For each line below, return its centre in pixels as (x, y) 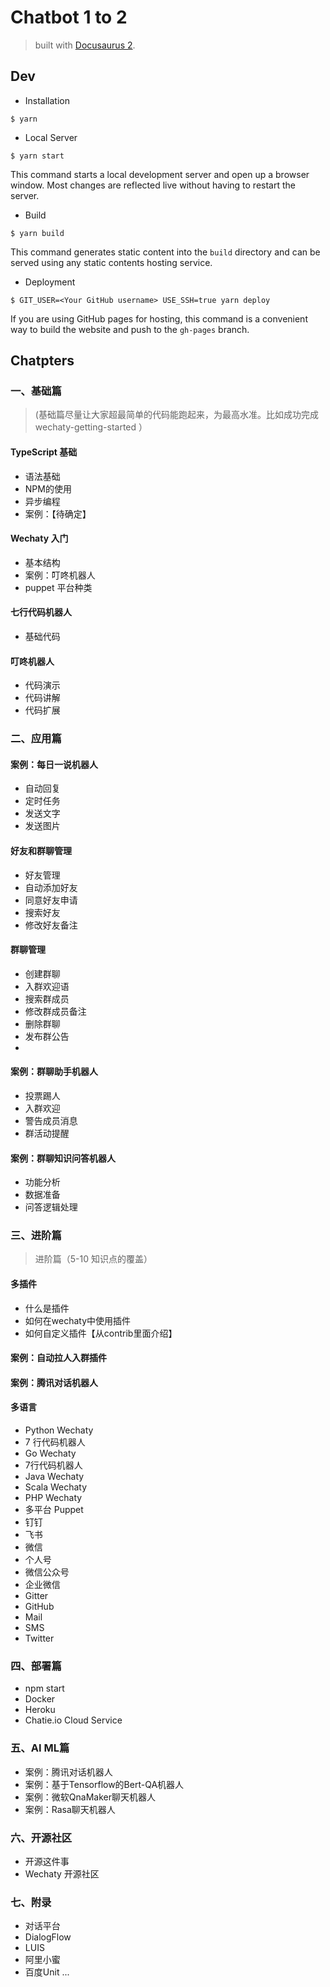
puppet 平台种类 (58, 587)
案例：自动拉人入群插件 (58, 1358)
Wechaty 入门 (39, 538)
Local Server (51, 137)
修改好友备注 (51, 925)
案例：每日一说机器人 (54, 764)
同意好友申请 (51, 900)
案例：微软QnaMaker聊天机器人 (90, 1797)
